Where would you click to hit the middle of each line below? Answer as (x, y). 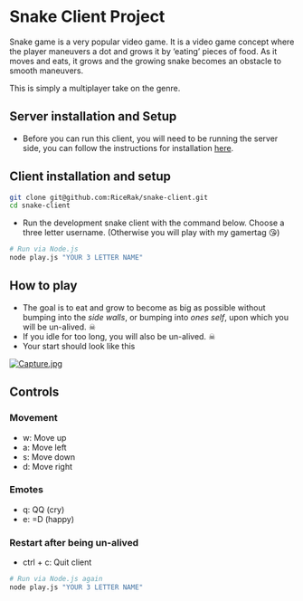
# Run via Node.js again (56, 579)
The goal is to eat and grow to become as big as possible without (144, 307)
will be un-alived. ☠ (59, 327)
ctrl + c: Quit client (57, 562)
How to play (43, 286)
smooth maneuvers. (47, 71)
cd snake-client (40, 205)
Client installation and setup (90, 177)
